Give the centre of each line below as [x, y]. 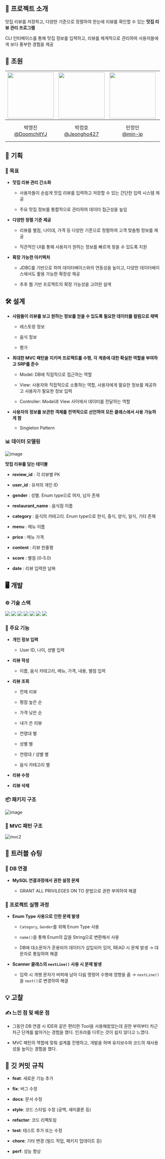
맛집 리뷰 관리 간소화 [32, 183]
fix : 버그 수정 [25, 1089]
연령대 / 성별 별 [34, 755]
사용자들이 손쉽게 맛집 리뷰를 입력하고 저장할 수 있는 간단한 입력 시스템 [87, 193]
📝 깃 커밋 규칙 [25, 1066]
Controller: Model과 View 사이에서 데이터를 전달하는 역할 [75, 402]
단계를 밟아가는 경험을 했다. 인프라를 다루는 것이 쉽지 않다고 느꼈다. [85, 1032]
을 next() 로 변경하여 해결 [44, 980]
